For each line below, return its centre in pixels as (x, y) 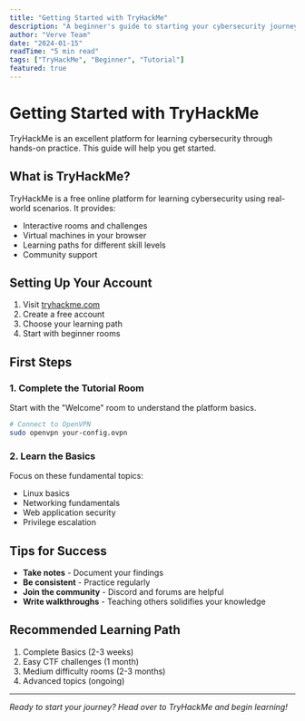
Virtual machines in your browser (84, 235)
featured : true (38, 69)
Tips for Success (58, 551)
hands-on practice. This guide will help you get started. (113, 148)
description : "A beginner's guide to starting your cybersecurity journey (154, 26)
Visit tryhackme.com (61, 305)
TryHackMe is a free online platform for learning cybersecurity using (138, 198)
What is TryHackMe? (70, 176)
